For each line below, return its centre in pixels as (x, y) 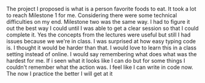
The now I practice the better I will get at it (60, 74)
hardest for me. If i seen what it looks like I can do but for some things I (96, 61)
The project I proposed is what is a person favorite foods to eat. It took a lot (101, 9)
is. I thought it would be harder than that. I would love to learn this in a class (102, 48)
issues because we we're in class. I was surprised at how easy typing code (101, 41)
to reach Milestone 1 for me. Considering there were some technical (92, 15)
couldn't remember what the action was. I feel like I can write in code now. (100, 67)
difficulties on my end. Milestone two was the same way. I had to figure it (98, 22)
